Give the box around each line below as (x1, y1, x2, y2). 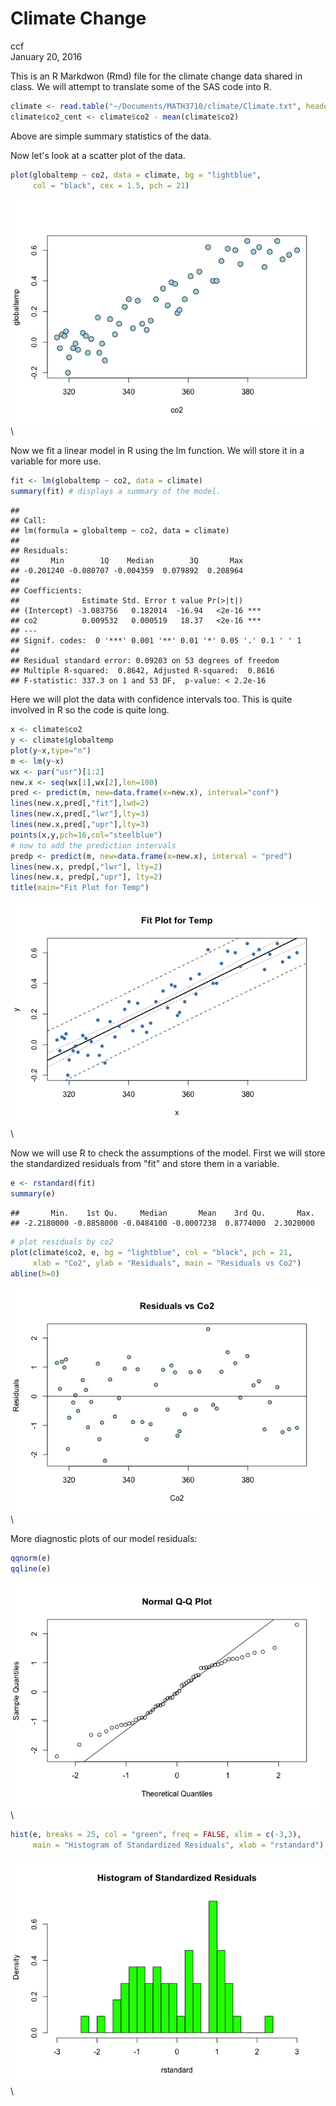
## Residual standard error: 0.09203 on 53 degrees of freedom (10, 656, 280, 666)
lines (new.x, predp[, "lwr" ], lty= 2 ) (10, 862, 163, 872)
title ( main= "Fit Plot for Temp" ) (10, 883, 150, 893)
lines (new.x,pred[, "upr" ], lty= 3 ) (10, 820, 150, 830)
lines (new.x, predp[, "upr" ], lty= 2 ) (10, 872, 163, 882)
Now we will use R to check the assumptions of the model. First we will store (10, 1147, 326, 1159)
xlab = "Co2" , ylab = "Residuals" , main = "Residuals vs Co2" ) (32, 1258, 302, 1268)
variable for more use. (10, 455, 102, 467)
